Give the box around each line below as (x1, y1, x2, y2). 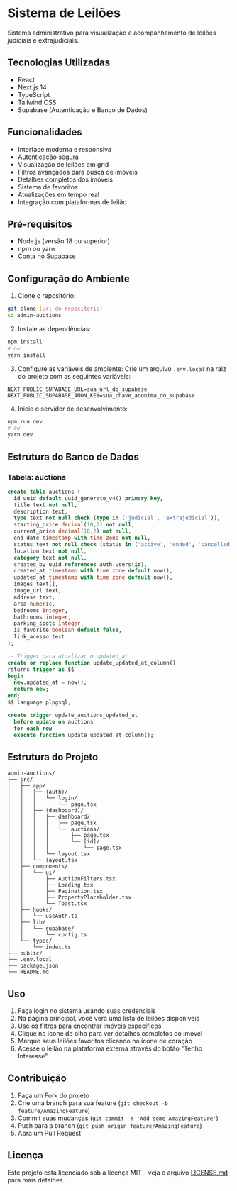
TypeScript (17, 90, 50, 99)
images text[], (13, 580, 59, 588)
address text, (13, 594, 55, 601)
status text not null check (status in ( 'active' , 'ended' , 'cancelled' (13, 541, 233, 548)
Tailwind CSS (17, 98, 57, 106)
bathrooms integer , (13, 614, 72, 621)
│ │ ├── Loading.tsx (7, 882, 94, 889)
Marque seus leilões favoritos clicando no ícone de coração (17, 1037, 193, 1045)
